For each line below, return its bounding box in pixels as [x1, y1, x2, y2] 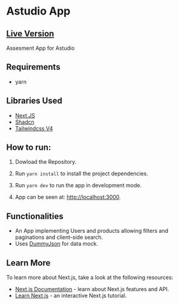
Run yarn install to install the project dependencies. [15, 170, 148, 177]
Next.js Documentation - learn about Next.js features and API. [15, 286, 169, 293]
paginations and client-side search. [15, 233, 103, 241]
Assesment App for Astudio [6, 44, 75, 52]
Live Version [6, 28, 54, 39]
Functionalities [6, 211, 63, 221]
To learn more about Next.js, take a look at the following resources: [6, 274, 174, 281]
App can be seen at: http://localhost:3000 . [15, 193, 121, 201]
